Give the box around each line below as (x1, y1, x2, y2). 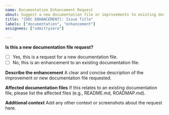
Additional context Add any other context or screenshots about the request (5, 100, 162, 106)
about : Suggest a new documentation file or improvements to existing (5, 12, 156, 17)
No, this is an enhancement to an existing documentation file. (12, 60, 140, 66)
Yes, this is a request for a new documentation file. (12, 54, 118, 60)
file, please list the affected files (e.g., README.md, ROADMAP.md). (5, 90, 146, 96)
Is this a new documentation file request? (5, 44, 94, 50)
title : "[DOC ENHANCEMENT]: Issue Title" (5, 17, 94, 22)
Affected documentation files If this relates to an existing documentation (5, 85, 157, 91)
